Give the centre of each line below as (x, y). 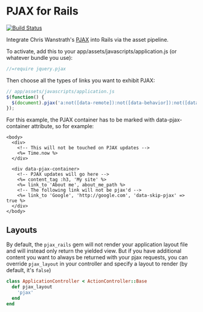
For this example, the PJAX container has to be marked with (81, 120)
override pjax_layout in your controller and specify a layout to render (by (97, 264)
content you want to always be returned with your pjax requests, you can (97, 258)
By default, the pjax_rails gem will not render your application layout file (97, 245)
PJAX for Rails (42, 11)
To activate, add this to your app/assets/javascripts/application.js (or (92, 51)
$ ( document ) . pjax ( (35, 103)
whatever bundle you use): (40, 57)
